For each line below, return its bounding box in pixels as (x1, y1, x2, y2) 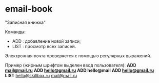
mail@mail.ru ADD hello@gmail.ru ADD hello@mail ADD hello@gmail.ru (5, 67, 154, 73)
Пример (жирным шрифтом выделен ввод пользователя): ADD (5, 62, 137, 68)
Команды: (5, 29, 26, 34)
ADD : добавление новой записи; (12, 38, 81, 44)
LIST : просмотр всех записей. (12, 43, 77, 49)
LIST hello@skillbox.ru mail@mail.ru (5, 72, 77, 78)
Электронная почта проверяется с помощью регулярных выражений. (5, 52, 152, 59)
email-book (5, 3, 53, 15)
